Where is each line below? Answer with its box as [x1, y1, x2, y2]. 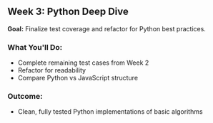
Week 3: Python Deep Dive [7, 6, 129, 18]
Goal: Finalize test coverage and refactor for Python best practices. [7, 24, 206, 33]
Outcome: [7, 92, 43, 102]
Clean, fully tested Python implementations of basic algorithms [17, 107, 203, 116]
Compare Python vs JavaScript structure [17, 74, 138, 82]
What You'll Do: [7, 42, 63, 52]
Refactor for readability [17, 66, 86, 75]
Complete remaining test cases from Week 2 [17, 58, 149, 67]
